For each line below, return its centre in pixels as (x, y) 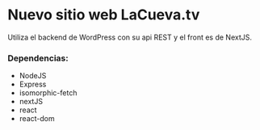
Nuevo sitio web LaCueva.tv (104, 15)
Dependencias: (38, 58)
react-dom (37, 119)
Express (33, 84)
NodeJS (33, 76)
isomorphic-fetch (48, 93)
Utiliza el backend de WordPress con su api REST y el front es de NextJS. (130, 37)
